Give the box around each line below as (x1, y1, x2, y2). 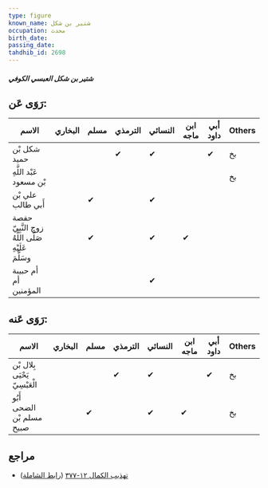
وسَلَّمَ (12, 252, 32, 263)
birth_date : (8, 33, 48, 42)
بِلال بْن (12, 360, 36, 371)
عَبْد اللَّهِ (12, 167, 38, 178)
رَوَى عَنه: (8, 312, 48, 325)
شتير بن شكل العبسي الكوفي (8, 73, 94, 83)
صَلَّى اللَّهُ (12, 232, 42, 243)
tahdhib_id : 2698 (8, 49, 66, 57)
